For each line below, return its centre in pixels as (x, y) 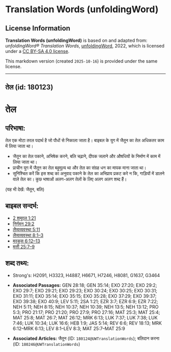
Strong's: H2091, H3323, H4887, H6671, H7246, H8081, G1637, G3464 (86, 276)
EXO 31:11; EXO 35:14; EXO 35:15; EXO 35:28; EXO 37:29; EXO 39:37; (84, 296)
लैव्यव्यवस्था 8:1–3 (28, 235)
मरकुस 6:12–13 (26, 241)
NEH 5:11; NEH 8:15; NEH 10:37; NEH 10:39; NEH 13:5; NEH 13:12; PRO (85, 307)
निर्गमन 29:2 (23, 224)
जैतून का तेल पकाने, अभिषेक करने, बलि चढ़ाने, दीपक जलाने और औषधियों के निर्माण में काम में (87, 156)
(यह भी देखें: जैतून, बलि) (25, 189)
